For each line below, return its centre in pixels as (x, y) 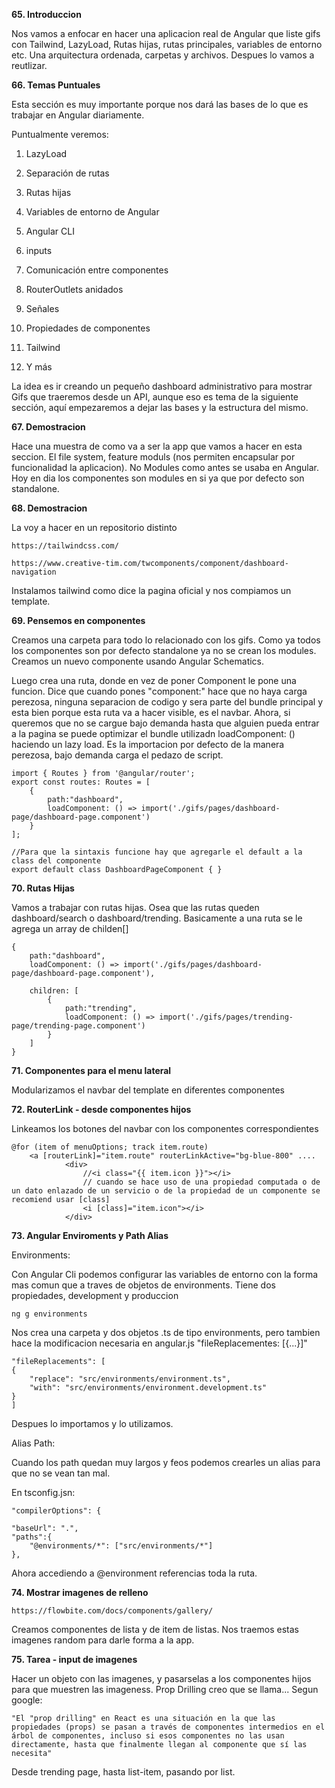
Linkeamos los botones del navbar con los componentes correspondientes (165, 1128)
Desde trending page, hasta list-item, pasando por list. (123, 1772)
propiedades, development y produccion (95, 1295)
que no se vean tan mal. (61, 1473)
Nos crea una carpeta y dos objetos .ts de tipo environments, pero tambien (166, 1332)
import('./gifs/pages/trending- (226, 1017)
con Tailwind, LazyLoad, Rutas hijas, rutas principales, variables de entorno (167, 44)
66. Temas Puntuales (56, 85)
